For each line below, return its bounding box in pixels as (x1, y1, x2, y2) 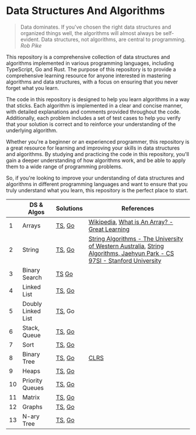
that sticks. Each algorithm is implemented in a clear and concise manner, (6, 102, 183, 109)
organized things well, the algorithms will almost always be (20, 29, 162, 36)
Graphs (22, 402, 43, 410)
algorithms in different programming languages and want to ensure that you (6, 180, 188, 188)
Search (22, 273, 42, 281)
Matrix (22, 393, 40, 401)
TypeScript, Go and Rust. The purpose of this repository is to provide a (6, 65, 176, 72)
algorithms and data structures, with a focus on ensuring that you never (6, 78, 178, 85)
